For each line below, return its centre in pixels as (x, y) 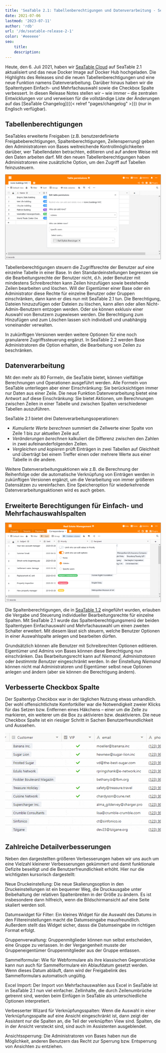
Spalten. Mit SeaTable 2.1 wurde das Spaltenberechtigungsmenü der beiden (82, 620)
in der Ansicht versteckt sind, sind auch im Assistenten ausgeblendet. (76, 1026)
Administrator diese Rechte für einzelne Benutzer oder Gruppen (70, 293)
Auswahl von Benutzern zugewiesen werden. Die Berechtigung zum (74, 314)
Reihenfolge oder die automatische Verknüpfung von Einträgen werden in (80, 475)
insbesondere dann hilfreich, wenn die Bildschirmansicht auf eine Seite (77, 900)
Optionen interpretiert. (28, 1001)
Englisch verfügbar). (26, 109)
